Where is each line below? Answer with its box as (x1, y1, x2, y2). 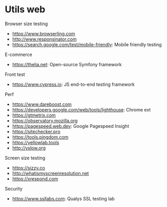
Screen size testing (5, 155, 46, 161)
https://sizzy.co (12, 164, 46, 171)
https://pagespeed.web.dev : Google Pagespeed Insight (12, 123, 129, 129)
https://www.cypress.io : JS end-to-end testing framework (12, 81, 135, 87)
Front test (5, 71, 25, 78)
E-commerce (5, 51, 33, 58)
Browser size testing (5, 21, 48, 27)
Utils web (5, 4, 46, 15)
